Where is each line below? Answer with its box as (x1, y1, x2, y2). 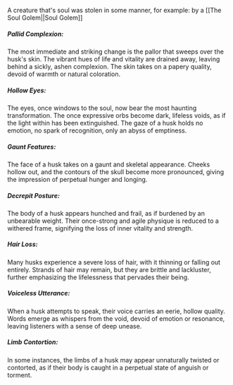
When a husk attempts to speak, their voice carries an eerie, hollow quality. (7, 307, 225, 315)
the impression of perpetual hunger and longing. (7, 175, 148, 183)
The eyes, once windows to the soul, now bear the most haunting (7, 104, 197, 112)
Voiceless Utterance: (7, 289, 70, 298)
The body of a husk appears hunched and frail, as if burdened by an (7, 209, 206, 217)
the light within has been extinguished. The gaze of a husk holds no (7, 118, 203, 127)
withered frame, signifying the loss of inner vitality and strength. (7, 224, 194, 232)
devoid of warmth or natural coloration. (7, 70, 121, 78)
